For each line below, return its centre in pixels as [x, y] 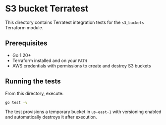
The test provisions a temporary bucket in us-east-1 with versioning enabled [83, 112]
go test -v [16, 102]
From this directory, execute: [34, 93]
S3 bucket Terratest [47, 9]
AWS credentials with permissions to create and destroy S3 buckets [82, 65]
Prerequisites [26, 43]
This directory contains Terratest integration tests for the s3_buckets [75, 22]
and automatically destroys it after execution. [51, 117]
